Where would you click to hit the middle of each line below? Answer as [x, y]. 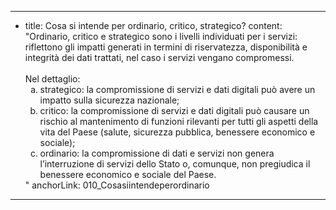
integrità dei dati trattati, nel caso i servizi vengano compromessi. [159, 57]
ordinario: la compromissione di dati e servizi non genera [157, 153]
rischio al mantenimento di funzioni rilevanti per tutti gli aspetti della [179, 121]
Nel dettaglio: [52, 79]
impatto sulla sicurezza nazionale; [109, 100]
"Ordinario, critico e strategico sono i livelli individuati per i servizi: [161, 36]
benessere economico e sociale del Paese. [128, 174]
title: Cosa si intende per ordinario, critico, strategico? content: [153, 25]
